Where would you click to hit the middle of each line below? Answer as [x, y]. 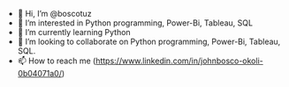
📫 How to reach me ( [57, 61]
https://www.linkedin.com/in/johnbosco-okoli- [179, 61]
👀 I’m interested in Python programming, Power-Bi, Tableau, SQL [135, 23]
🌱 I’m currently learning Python [74, 32]
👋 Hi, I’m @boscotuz [54, 14]
